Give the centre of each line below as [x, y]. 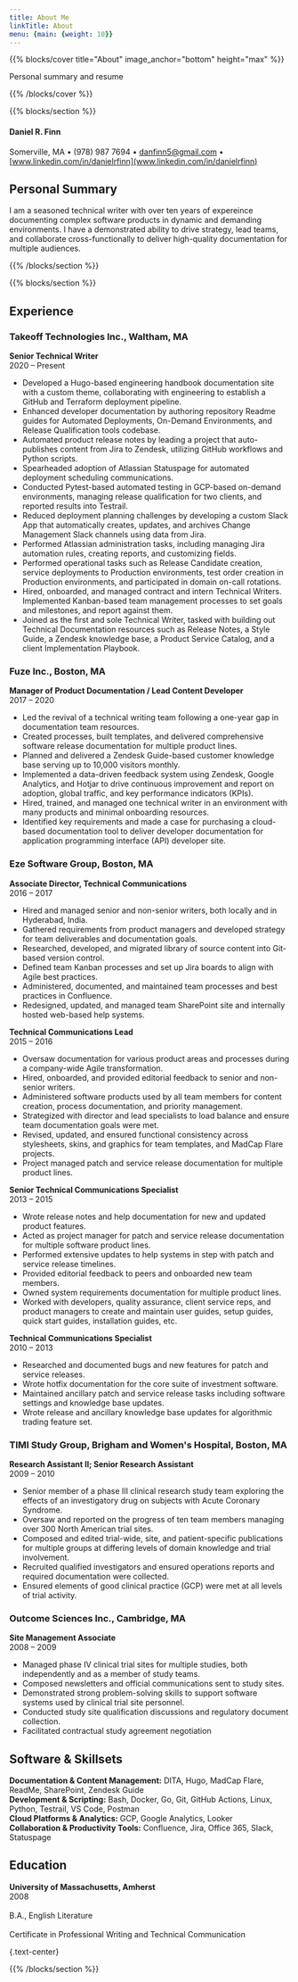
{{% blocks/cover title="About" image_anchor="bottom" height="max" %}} [147, 60]
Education [38, 1866]
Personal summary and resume [66, 77]
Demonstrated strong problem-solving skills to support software [140, 1693]
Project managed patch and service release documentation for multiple [152, 1163]
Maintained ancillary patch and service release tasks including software [153, 1393]
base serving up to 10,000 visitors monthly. [101, 765]
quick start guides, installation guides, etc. [100, 1321]
